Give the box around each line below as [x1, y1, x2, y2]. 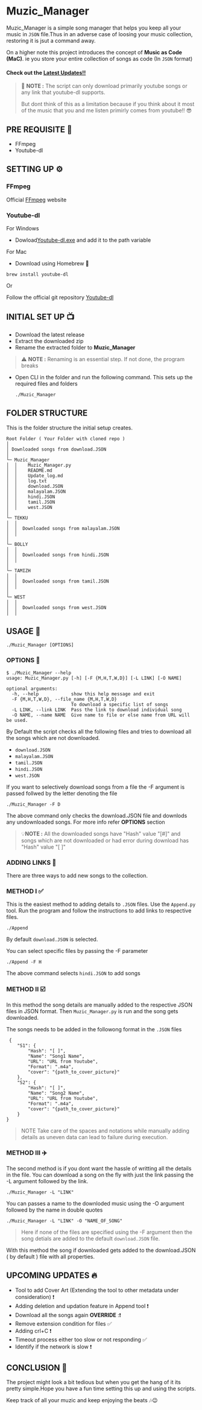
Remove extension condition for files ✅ [14, 1320, 112, 1327]
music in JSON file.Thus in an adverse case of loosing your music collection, [6, 30, 193, 37]
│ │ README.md [6, 467, 52, 473]
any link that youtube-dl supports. [21, 89, 106, 96]
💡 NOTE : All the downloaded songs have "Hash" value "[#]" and [21, 830, 181, 837]
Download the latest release [14, 330, 85, 338]
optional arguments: [6, 686, 58, 692]
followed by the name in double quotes [6, 1206, 103, 1213]
